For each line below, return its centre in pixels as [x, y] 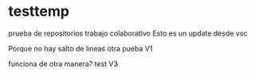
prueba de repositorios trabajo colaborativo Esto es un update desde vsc [128, 33]
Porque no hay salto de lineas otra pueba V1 [80, 48]
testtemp [39, 11]
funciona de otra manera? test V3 [63, 64]
